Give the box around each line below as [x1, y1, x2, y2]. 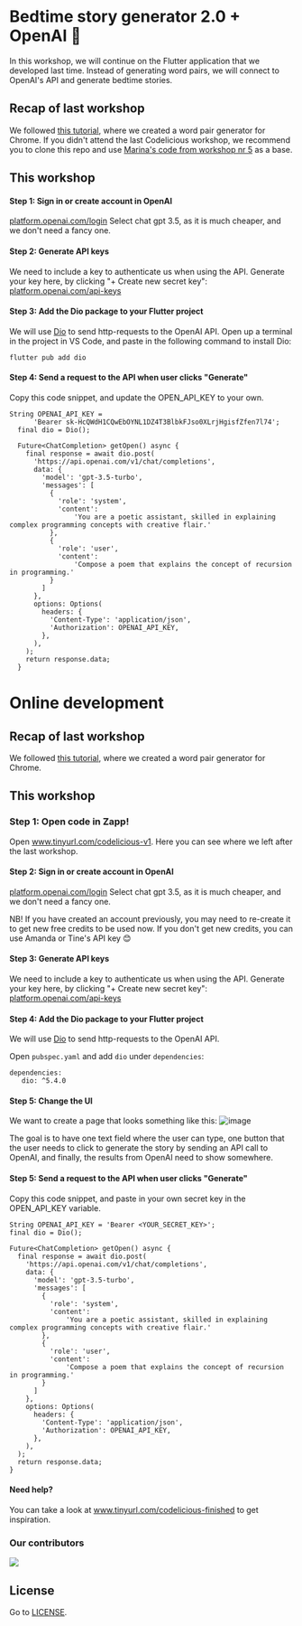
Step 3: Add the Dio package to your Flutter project [9, 305, 204, 317]
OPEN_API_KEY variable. [9, 1202, 101, 1213]
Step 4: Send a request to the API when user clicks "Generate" [9, 372, 249, 383]
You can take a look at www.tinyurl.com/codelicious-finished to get [9, 1504, 259, 1515]
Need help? [9, 1484, 53, 1495]
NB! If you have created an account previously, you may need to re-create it [9, 913, 291, 924]
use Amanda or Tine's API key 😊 [9, 933, 132, 944]
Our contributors [9, 1537, 85, 1549]
